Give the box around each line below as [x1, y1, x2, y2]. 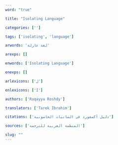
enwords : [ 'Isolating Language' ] [5, 61, 74, 66]
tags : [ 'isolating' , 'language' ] [5, 34, 74, 39]
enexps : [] [5, 70, 28, 75]
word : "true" [5, 7, 32, 12]
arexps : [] [5, 52, 28, 57]
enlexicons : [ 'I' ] [5, 88, 43, 93]
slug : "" [5, 132, 23, 138]
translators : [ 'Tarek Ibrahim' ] [5, 105, 72, 110]
